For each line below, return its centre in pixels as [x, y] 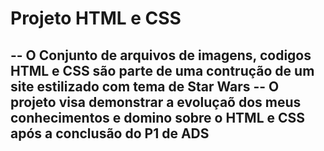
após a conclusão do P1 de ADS [110, 133]
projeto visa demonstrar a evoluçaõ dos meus [156, 102]
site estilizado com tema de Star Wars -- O [145, 86]
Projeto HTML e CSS [96, 18]
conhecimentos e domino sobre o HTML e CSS [158, 117]
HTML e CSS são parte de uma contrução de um [162, 70]
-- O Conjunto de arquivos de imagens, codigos [161, 55]
